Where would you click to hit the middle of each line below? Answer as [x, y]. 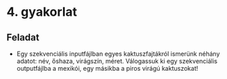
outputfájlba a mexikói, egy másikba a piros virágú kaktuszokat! [107, 68]
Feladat [23, 37]
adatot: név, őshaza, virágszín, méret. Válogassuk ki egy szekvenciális [117, 61]
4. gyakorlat [42, 12]
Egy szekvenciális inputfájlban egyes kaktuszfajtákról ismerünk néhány [118, 54]
